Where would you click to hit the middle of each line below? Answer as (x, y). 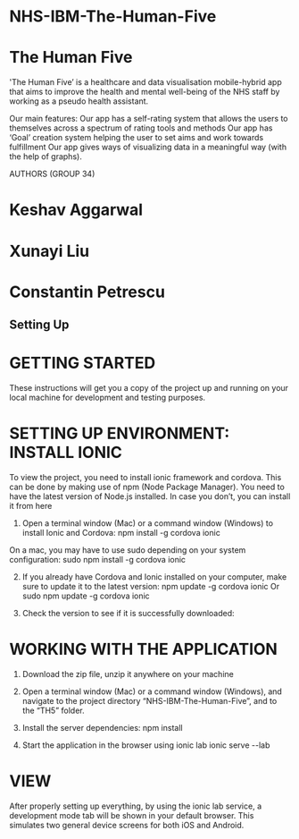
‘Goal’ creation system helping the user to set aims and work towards (137, 138)
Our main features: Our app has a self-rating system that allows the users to (149, 119)
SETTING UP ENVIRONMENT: (120, 433)
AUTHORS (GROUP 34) (52, 174)
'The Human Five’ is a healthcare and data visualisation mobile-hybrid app (146, 82)
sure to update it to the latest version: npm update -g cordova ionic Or (150, 586)
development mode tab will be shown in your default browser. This (132, 815)
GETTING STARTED (83, 363)
